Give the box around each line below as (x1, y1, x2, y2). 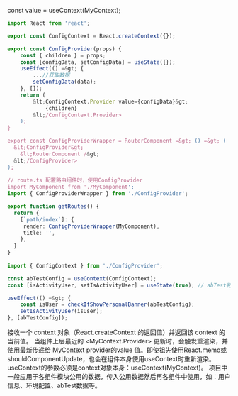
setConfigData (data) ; (33, 78, 97, 86)
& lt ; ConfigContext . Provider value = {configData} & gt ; (33, 98, 189, 105)
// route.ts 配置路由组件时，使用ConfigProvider (7, 177, 143, 184)
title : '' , (23, 229, 55, 236)
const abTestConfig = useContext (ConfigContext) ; (7, 275, 157, 282)
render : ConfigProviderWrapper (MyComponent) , (23, 223, 160, 230)
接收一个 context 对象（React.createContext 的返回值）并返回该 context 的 (7, 328, 225, 336)
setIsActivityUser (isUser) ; (20, 308, 103, 315)
